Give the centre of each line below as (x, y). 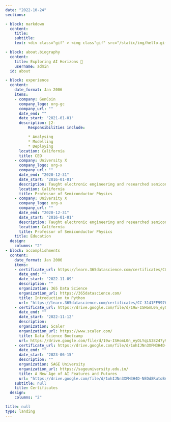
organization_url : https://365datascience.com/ (70, 293)
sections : (16, 15)
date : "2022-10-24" (26, 10)
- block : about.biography (33, 52)
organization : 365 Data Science (53, 288)
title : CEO (30, 156)
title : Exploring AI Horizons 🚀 (49, 62)
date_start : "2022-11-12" (46, 317)
